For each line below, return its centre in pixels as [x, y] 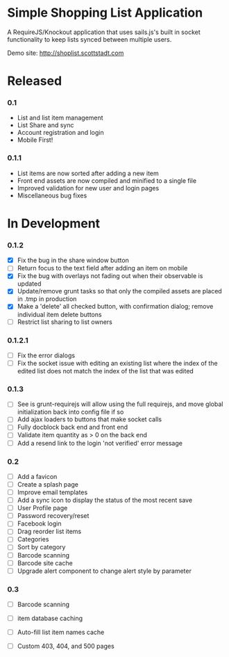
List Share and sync [45, 125]
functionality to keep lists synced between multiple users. [90, 39]
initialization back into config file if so [70, 412]
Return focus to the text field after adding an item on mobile [102, 268]
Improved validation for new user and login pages [88, 188]
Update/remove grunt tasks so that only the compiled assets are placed [119, 291]
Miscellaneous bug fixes [52, 195]
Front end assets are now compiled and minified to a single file [107, 180]
